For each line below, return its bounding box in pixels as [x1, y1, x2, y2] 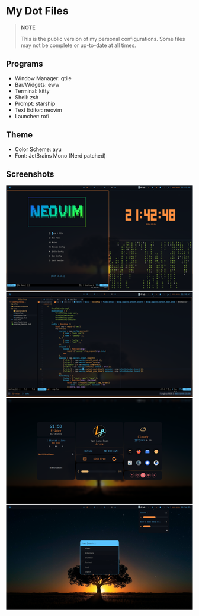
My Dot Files [6, 4, 69, 18]
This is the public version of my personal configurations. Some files [20, 35, 185, 42]
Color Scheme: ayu [14, 146, 62, 153]
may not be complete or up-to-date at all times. [20, 42, 136, 49]
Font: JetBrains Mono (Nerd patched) [14, 152, 106, 159]
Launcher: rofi [14, 112, 49, 120]
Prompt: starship [14, 100, 56, 107]
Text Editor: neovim [14, 106, 62, 114]
